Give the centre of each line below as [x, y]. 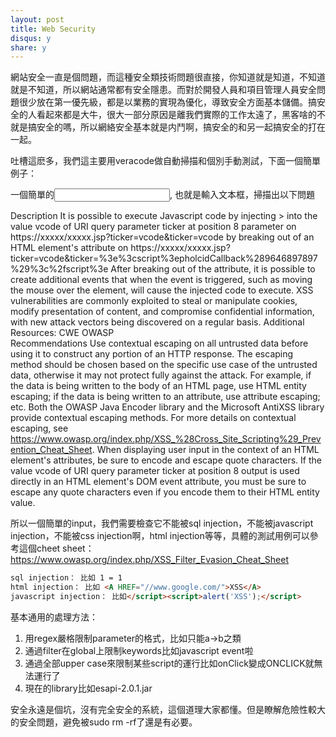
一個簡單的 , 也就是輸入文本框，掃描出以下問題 [162, 195]
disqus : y [31, 38]
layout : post [37, 19]
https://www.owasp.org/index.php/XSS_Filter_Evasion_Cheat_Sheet [150, 560]
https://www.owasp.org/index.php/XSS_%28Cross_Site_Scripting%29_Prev [166, 439]
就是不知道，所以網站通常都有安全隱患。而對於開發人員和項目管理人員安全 [163, 90]
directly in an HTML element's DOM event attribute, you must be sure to [158, 482]
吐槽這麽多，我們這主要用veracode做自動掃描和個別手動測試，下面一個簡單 [166, 161]
